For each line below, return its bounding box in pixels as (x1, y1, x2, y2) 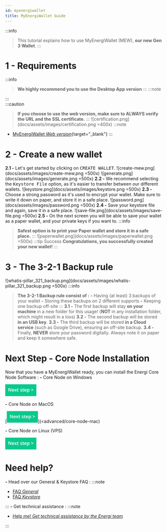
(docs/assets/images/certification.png (17, 121, 96, 127)
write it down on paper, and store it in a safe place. (5, 197, 109, 203)
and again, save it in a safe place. (5, 208, 74, 214)
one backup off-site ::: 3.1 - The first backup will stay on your (17, 303, 144, 309)
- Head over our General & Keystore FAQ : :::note (5, 479, 105, 485)
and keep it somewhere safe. (17, 335, 77, 341)
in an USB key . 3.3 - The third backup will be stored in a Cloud (17, 319, 147, 325)
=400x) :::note (97, 121, 127, 127)
